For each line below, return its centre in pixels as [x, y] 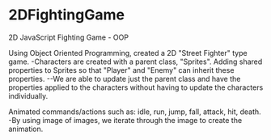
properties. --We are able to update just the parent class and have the [125, 78]
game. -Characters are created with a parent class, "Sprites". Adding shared [135, 62]
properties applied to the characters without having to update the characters [136, 87]
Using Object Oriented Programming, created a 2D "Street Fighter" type [128, 53]
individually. [28, 95]
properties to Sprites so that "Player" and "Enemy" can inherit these [121, 70]
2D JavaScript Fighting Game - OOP [69, 37]
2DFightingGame [67, 15]
